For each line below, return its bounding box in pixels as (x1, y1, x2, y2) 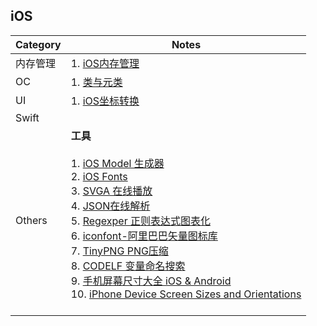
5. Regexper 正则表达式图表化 (70, 214, 212, 228)
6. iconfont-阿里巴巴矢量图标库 (70, 229, 218, 243)
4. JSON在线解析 (70, 199, 151, 213)
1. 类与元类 (70, 75, 123, 89)
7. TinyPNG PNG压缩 (70, 244, 169, 258)
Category (15, 37, 62, 51)
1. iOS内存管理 (70, 56, 140, 70)
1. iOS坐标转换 (70, 94, 140, 108)
